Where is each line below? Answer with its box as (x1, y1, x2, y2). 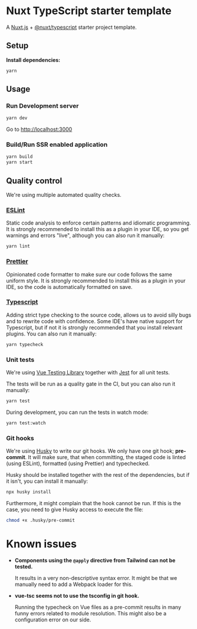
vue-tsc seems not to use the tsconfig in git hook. (14, 592, 140, 599)
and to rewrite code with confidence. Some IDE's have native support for (6, 317, 183, 325)
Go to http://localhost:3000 (6, 126, 73, 133)
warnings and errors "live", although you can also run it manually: (6, 232, 165, 239)
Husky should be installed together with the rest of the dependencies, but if (6, 472, 190, 479)
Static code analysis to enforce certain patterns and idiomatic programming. (6, 219, 191, 226)
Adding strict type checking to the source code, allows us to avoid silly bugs (6, 311, 192, 318)
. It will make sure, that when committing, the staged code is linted (25, 454, 186, 461)
